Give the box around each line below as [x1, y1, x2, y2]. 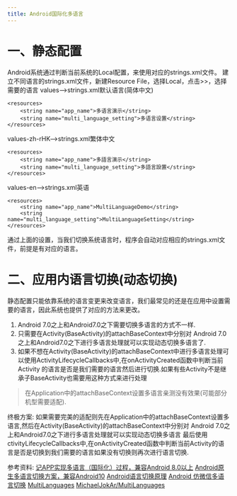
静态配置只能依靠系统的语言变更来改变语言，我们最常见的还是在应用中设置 [7, 296, 224, 305]
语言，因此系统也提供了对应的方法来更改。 [19, 305, 144, 314]
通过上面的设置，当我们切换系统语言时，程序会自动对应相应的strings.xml [7, 235, 219, 244]
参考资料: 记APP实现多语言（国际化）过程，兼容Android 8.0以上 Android [7, 463, 219, 471]
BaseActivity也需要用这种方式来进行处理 [30, 373, 147, 382]
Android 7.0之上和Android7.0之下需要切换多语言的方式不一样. [17, 320, 196, 329]
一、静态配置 [7, 43, 83, 59]
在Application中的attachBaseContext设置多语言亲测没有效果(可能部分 [24, 388, 228, 397]
